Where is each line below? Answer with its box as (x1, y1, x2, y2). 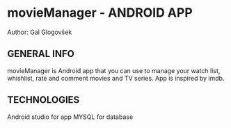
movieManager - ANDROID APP (7, 5, 193, 21)
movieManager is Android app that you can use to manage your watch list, (7, 66, 221, 74)
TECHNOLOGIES (7, 94, 80, 106)
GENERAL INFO (7, 48, 75, 60)
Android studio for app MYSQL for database (7, 113, 134, 121)
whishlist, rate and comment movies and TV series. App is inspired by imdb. (7, 74, 225, 82)
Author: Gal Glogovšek (7, 28, 72, 36)
